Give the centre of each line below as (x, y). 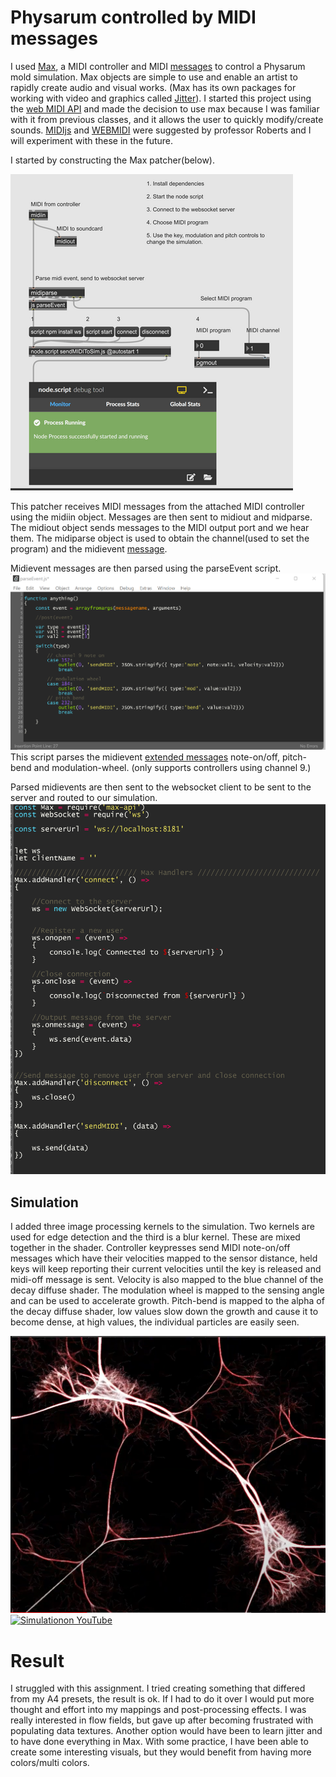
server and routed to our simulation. (84, 798)
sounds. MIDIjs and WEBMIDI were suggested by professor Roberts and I (161, 130)
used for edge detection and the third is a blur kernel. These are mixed (155, 1237)
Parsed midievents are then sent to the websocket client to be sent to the (161, 787)
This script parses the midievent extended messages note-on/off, (145, 757)
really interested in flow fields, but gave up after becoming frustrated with (162, 1720)
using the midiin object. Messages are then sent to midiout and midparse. (161, 517)
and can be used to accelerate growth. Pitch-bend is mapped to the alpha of (167, 1300)
